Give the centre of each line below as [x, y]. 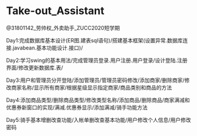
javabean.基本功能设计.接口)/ [48, 48]
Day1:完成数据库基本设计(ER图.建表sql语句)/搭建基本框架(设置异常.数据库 [94, 40]
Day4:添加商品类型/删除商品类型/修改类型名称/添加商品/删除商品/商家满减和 [98, 100]
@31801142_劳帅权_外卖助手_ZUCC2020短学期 [63, 28]
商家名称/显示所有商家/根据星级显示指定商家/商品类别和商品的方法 [91, 87]
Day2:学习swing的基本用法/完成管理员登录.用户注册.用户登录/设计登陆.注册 [97, 60]
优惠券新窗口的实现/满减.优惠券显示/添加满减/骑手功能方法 [77, 107]
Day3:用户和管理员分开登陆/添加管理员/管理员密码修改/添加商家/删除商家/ [95, 80]
